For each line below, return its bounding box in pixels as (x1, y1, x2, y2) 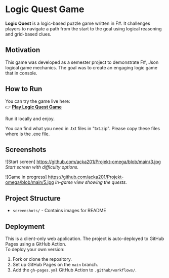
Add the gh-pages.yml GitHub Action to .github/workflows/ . (12, 267, 137, 273)
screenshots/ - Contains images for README (12, 208, 106, 214)
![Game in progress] (5, 174, 47, 180)
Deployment (5, 222, 45, 231)
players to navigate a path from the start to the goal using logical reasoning (5, 25, 162, 31)
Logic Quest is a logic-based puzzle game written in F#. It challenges (5, 20, 150, 26)
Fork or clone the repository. (12, 256, 72, 262)
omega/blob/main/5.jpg (5, 179, 54, 185)
